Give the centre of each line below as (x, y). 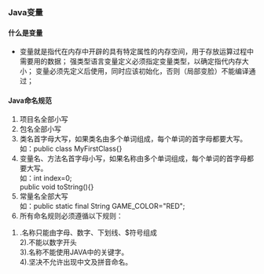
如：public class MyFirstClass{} (71, 149)
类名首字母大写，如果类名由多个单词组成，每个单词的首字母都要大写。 (133, 139)
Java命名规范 (30, 100)
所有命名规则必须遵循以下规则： (71, 216)
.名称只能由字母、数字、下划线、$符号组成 (88, 232)
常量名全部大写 (44, 196)
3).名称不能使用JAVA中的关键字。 (74, 252)
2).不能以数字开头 (48, 243)
